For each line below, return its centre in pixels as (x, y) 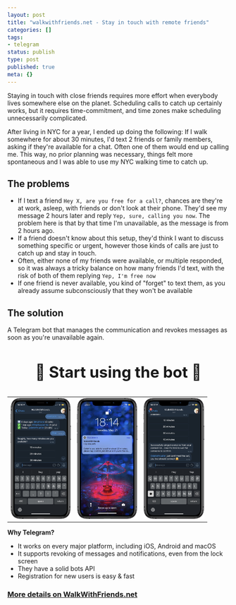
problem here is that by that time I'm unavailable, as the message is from (123, 223)
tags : (15, 37)
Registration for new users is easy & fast (76, 576)
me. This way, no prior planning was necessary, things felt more (100, 154)
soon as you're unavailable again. (56, 337)
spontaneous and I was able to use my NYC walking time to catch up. (108, 162)
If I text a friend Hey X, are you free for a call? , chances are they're (120, 200)
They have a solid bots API (56, 568)
